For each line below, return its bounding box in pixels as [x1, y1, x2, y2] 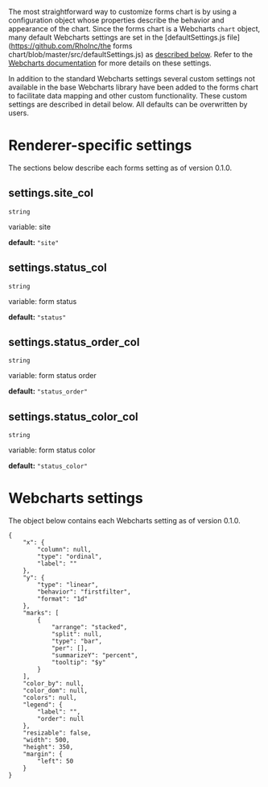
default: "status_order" [8, 386, 89, 396]
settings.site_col [8, 186, 94, 200]
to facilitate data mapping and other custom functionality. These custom [8, 91, 247, 100]
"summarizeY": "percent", [51, 652, 138, 660]
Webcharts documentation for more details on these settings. [8, 58, 212, 68]
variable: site [8, 222, 51, 231]
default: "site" [8, 237, 59, 247]
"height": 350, [23, 743, 74, 752]
